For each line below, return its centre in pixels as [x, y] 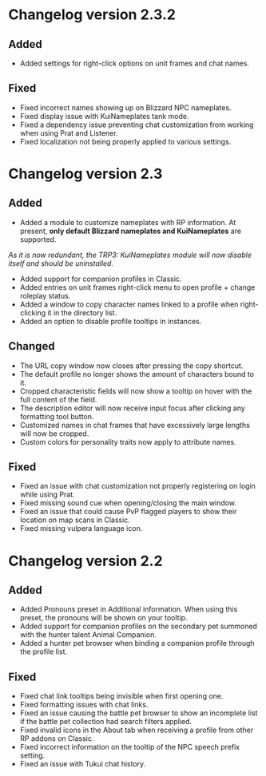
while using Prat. [47, 495]
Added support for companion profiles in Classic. [101, 279]
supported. [38, 239]
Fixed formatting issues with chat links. [84, 705]
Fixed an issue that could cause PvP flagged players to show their [128, 512]
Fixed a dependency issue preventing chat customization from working [137, 125]
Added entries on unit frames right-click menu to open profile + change [137, 287]
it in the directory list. [82, 312]
